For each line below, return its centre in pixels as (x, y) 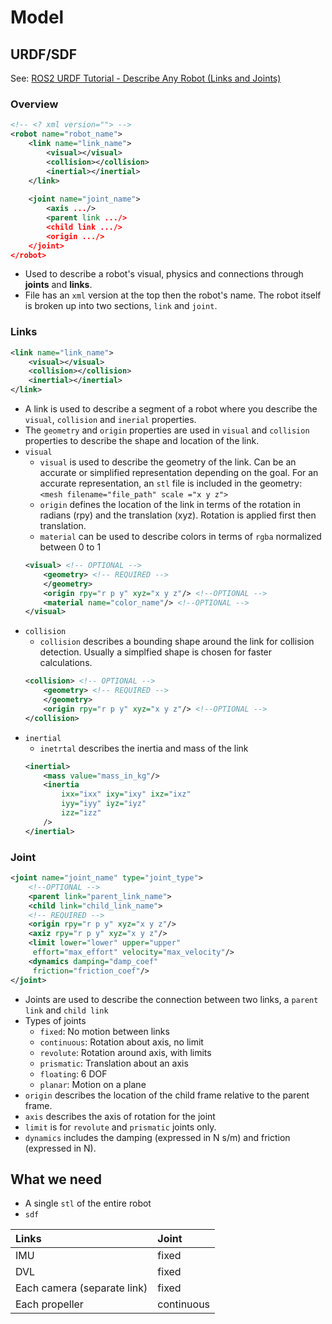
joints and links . (58, 285)
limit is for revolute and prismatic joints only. (120, 1127)
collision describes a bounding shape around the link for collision (177, 642)
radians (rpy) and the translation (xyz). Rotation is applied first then (178, 515)
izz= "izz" (81, 813)
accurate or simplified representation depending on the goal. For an (179, 473)
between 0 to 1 (70, 547)
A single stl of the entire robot (88, 1203)
